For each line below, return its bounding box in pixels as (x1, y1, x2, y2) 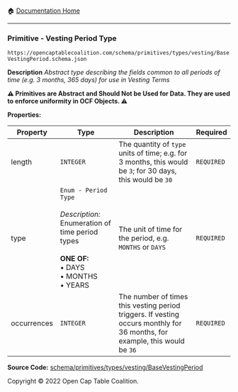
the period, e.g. (118, 233, 169, 243)
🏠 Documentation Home (7, 6, 80, 15)
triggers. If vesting (118, 310, 179, 320)
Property (16, 128, 47, 138)
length (11, 157, 33, 167)
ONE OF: (59, 254, 89, 264)
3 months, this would (118, 157, 188, 167)
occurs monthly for (118, 318, 182, 328)
